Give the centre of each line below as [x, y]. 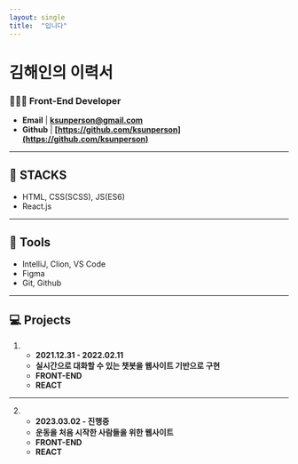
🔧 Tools [30, 242]
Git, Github [42, 283]
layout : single [37, 17]
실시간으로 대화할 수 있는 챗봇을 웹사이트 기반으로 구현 [127, 366]
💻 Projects [40, 320]
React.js [37, 206]
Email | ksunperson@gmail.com [82, 120]
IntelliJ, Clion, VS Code [64, 264]
